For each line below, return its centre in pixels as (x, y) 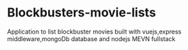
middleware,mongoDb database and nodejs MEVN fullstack (91, 38)
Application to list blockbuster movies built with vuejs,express (94, 32)
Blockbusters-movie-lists (82, 13)
